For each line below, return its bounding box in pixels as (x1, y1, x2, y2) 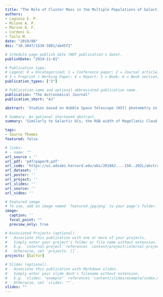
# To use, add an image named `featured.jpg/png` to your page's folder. (5, 204, 158, 209)
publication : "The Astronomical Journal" (5, 92, 90, 97)
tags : (5, 127, 16, 133)
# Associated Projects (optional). (5, 230, 77, 236)
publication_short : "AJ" (5, 97, 55, 102)
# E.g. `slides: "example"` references (5, 276, 90, 280)
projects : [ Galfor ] (5, 253, 45, 258)
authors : (5, 12, 23, 17)
